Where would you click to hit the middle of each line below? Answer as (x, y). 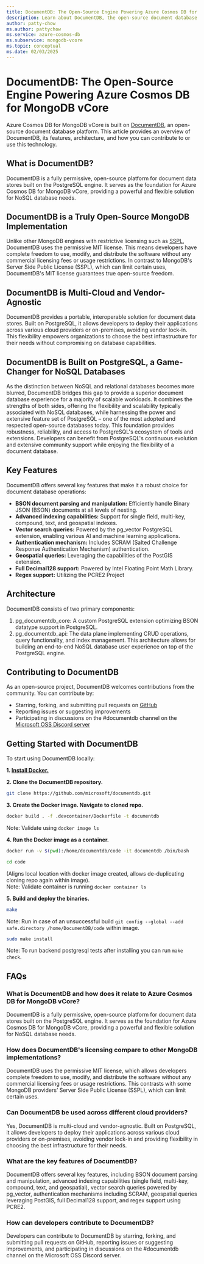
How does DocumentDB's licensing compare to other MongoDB (102, 1050)
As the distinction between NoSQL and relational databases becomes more (100, 386)
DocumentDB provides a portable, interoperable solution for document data (101, 317)
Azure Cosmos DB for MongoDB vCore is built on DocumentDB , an (90, 125)
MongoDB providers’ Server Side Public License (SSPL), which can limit (96, 1090)
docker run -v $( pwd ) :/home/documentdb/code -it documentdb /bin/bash (98, 851)
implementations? (34, 1058)
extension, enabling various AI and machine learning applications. (98, 536)
